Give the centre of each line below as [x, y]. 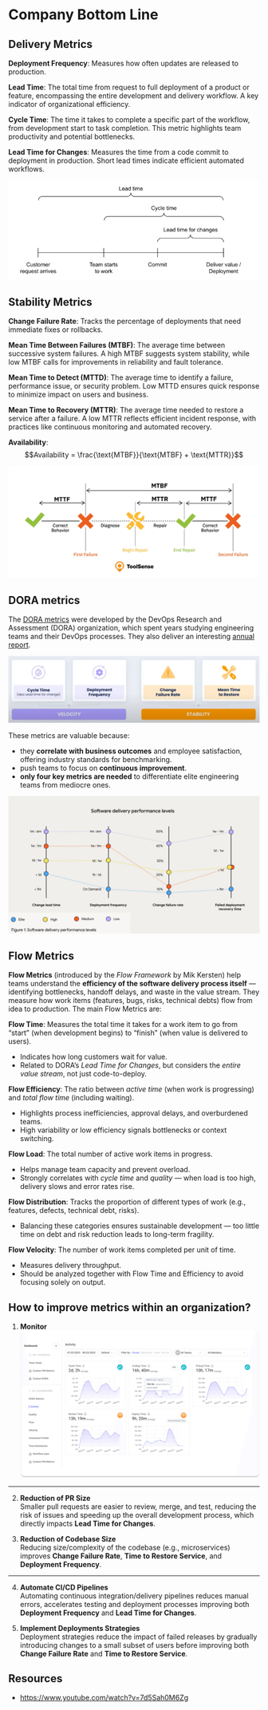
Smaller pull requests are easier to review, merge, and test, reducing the [138, 1507]
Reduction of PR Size [55, 1498]
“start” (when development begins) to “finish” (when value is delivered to [128, 1033]
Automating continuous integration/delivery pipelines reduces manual [134, 1595]
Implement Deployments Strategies [80, 1628]
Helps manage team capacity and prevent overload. [105, 1170]
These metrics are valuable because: [69, 735]
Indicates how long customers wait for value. [93, 1057]
